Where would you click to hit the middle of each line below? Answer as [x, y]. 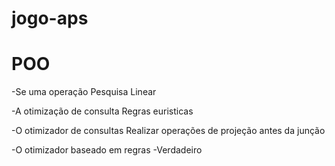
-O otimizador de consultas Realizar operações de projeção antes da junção [168, 131]
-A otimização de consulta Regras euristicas [102, 111]
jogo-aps [50, 18]
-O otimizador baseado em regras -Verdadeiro [107, 150]
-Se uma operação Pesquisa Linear [84, 92]
